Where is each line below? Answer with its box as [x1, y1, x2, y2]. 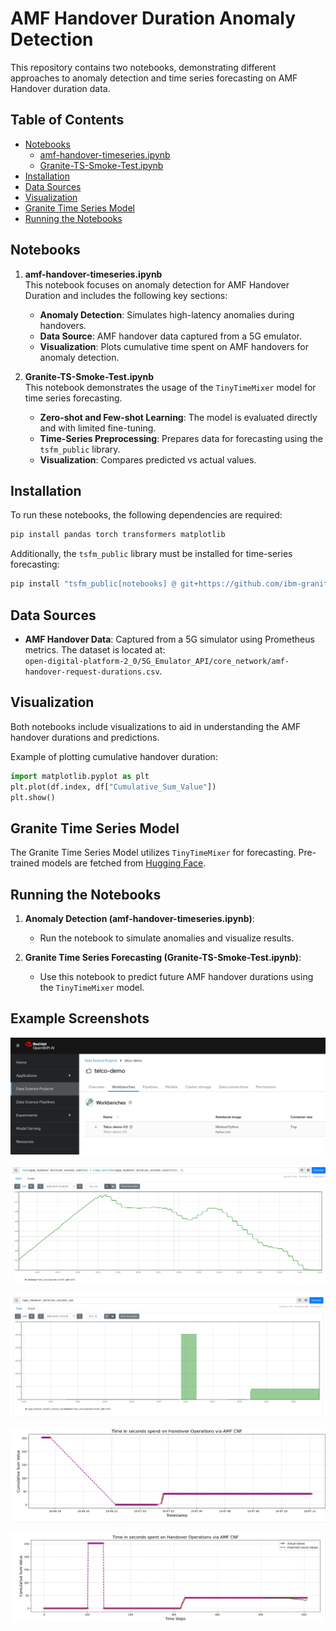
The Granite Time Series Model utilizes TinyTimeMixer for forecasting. [10, 847, 297, 859]
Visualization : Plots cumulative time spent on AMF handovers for [39, 340, 309, 352]
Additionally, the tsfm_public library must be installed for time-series [10, 548, 293, 560]
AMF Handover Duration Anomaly [10, 7, 297, 30]
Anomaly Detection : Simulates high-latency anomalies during [39, 308, 295, 321]
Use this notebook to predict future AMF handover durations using [39, 971, 314, 982]
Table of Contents [10, 112, 125, 129]
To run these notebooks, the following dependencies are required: [10, 509, 283, 521]
